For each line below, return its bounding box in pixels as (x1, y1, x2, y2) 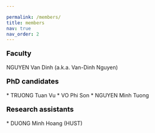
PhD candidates (6, 77, 59, 86)
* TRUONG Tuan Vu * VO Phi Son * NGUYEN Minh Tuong (6, 92, 150, 99)
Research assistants (6, 105, 74, 114)
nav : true (6, 25, 32, 31)
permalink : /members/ (6, 14, 61, 20)
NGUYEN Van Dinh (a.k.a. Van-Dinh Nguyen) (6, 64, 119, 71)
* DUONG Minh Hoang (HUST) (6, 120, 83, 127)
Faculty (6, 49, 32, 58)
